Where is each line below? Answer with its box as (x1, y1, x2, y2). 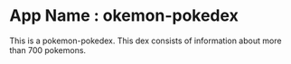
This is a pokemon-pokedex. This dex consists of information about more (9, 35, 282, 46)
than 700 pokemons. (9, 44, 87, 55)
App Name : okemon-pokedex (9, 5, 239, 26)
